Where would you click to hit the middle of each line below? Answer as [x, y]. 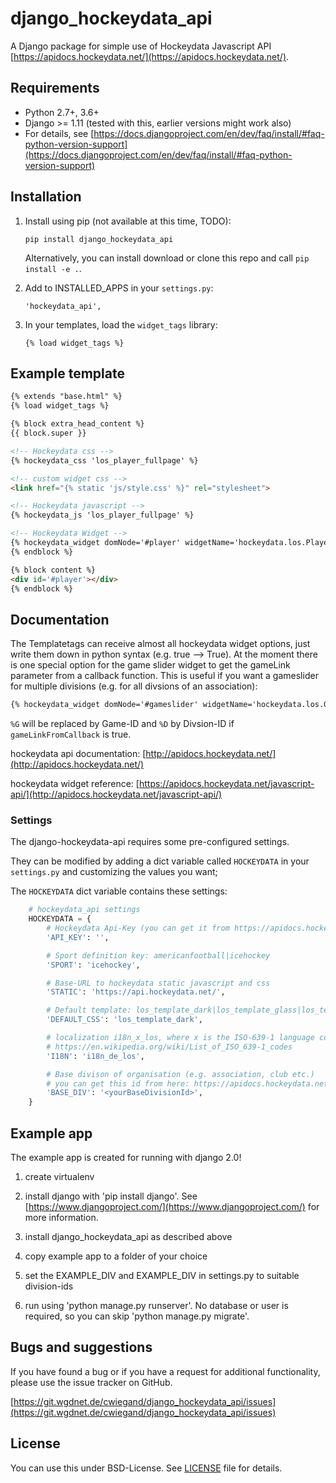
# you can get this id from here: [118, 1083]
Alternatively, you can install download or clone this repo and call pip [167, 258]
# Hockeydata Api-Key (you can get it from [138, 928]
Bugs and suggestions [81, 1347]
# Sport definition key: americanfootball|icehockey [158, 955]
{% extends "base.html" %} [66, 397]
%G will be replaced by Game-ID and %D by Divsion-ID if [122, 724]
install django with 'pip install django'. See [111, 1196]
